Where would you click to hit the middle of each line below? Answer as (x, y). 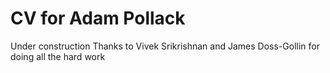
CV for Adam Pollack (98, 18)
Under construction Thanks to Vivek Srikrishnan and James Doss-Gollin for (165, 46)
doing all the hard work (58, 56)
